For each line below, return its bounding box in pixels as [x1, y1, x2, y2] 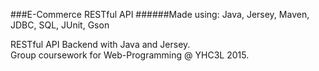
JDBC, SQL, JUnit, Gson [10, 19, 110, 31]
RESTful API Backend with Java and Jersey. [10, 39, 191, 50]
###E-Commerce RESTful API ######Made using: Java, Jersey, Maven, [10, 9, 310, 20]
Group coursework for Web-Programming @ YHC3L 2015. [10, 49, 250, 61]
